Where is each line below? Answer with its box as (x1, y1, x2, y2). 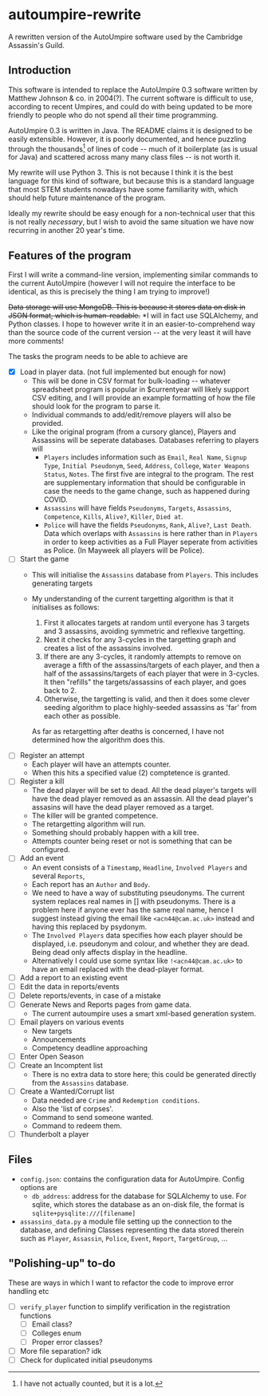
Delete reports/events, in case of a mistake (19, 991, 161, 1000)
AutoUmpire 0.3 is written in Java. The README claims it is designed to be (8, 125, 253, 135)
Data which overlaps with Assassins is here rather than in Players (43, 529, 258, 538)
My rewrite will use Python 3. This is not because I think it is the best (8, 168, 234, 177)
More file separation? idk (19, 1346, 102, 1355)
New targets (31, 1026, 73, 1035)
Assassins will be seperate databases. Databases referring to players (31, 436, 259, 445)
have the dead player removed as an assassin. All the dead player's (31, 794, 254, 803)
